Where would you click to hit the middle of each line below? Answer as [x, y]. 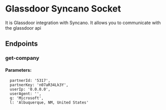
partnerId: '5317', [30, 81]
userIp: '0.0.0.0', [30, 89]
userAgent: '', [26, 94]
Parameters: [18, 70]
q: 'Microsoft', [27, 98]
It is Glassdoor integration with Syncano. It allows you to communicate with [83, 23]
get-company [22, 58]
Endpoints [22, 44]
